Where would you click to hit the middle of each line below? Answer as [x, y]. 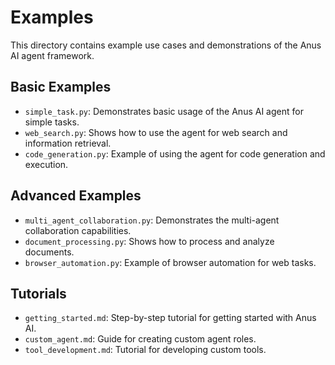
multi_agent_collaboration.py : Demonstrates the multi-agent [152, 220]
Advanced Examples [76, 196]
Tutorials [38, 293]
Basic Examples [61, 87]
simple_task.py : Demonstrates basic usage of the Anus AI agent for [164, 111]
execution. [46, 164]
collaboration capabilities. [78, 230]
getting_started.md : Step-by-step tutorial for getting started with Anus [170, 318]
